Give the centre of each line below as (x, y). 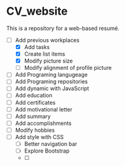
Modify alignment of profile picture (68, 68)
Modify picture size (48, 61)
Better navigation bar (51, 144)
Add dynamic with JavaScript (52, 89)
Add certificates (35, 102)
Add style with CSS (39, 137)
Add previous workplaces (47, 40)
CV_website (37, 11)
